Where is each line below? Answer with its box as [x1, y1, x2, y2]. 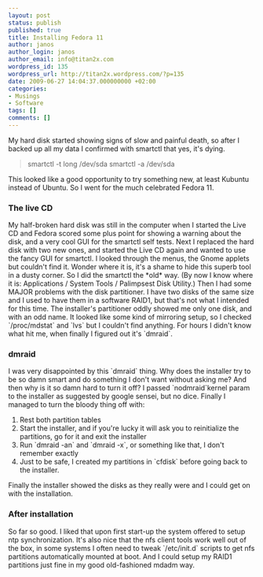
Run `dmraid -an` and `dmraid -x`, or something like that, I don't [19, 440, 225, 449]
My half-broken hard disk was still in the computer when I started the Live [8, 220, 247, 230]
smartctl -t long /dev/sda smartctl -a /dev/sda [27, 159, 175, 168]
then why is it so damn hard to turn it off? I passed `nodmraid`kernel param [8, 383, 250, 393]
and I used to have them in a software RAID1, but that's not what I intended [8, 296, 250, 305]
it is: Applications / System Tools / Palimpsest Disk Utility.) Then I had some [8, 279, 252, 288]
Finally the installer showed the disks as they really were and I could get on [8, 481, 251, 490]
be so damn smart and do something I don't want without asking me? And [8, 375, 247, 384]
